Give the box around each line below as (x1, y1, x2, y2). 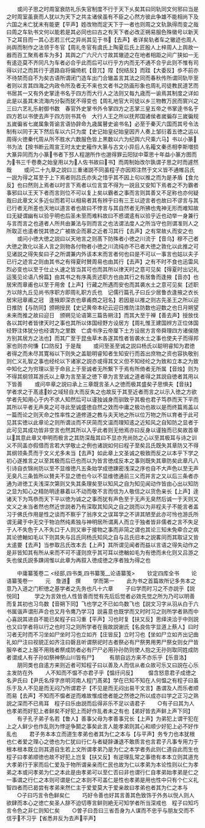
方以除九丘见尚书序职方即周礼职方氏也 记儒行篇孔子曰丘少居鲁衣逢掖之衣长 (6, 288, 199, 296)
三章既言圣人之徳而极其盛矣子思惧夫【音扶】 (82, 380, 195, 388)
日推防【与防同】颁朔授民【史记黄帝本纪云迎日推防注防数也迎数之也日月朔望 (6, 304, 199, 311)
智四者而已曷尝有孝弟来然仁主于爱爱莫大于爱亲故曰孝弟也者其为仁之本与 (6, 784, 188, 791)
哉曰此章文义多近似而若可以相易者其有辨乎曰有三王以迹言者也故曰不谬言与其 (6, 197, 199, 204)
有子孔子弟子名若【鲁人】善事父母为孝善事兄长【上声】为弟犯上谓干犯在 (16, 715, 199, 722)
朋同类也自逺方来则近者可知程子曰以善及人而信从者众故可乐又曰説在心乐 (16, 661, 199, 669)
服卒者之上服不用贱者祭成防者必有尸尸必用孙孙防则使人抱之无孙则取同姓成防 (6, 646, 199, 653)
